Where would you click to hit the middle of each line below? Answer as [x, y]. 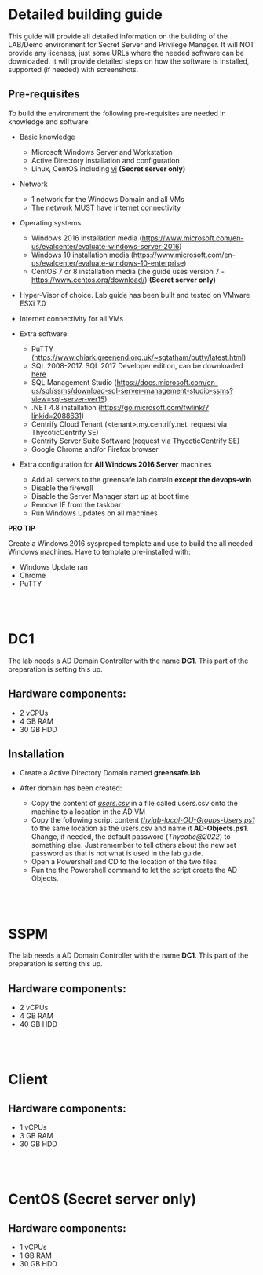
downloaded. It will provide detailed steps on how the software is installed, [129, 61]
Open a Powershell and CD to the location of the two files [124, 862]
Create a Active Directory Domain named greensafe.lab [110, 773]
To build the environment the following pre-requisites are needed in [117, 113]
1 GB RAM [36, 1255]
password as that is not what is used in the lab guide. [117, 853]
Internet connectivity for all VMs [71, 318]
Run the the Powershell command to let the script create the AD [134, 870]
